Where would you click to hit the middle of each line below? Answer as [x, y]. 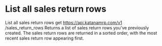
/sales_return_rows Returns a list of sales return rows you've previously [77, 27]
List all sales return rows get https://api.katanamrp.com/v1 [64, 23]
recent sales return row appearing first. [45, 38]
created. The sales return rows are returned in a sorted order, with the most [81, 33]
